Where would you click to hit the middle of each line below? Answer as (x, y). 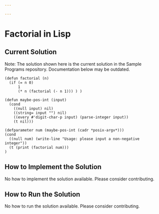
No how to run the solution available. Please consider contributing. (72, 206)
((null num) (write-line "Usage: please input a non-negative (74, 139)
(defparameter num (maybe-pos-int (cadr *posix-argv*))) (64, 130)
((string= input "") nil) (40, 113)
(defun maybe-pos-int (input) (36, 100)
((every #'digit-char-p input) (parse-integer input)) (71, 117)
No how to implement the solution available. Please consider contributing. (79, 179)
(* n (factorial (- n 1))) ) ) (50, 91)
